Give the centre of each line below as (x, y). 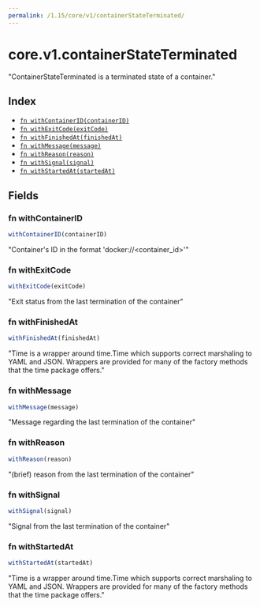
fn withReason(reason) (57, 155)
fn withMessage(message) (60, 146)
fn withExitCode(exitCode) (64, 130)
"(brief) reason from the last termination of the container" (101, 474)
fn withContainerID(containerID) (74, 121)
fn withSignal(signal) (57, 163)
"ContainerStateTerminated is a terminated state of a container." (112, 77)
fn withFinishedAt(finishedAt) (71, 138)
